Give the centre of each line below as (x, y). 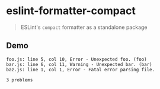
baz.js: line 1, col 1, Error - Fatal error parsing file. (81, 70)
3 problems (20, 80)
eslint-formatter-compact (71, 11)
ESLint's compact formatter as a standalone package (84, 27)
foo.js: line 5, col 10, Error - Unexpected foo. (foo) (76, 59)
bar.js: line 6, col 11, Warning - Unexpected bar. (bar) (79, 64)
